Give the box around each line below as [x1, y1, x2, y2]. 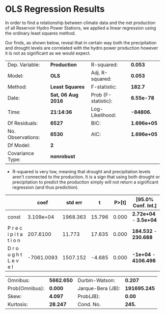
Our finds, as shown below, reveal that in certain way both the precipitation [5, 39, 157, 45]
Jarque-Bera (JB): [78, 284, 120, 291]
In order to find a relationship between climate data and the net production [5, 20, 156, 26]
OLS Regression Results [5, 3, 105, 15]
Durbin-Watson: [78, 277, 115, 283]
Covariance [7, 150, 34, 157]
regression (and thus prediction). [12, 184, 79, 190]
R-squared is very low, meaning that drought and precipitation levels [12, 168, 151, 174]
